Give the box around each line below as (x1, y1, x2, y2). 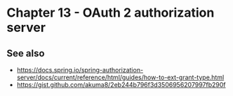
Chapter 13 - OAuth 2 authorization (6, 5, 215, 21)
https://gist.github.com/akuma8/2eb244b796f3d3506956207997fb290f (16, 81, 226, 88)
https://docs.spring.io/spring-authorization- (16, 66, 144, 74)
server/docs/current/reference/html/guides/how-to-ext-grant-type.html (16, 73, 225, 81)
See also (6, 47, 45, 59)
